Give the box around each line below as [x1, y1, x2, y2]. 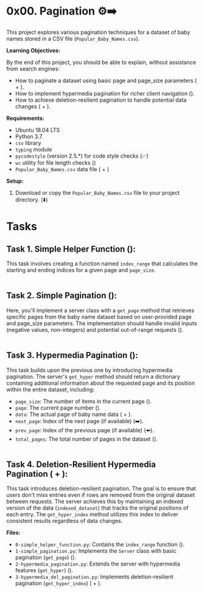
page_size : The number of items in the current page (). [15, 398, 152, 405]
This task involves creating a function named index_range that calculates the [6, 259, 198, 267]
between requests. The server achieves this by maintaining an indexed [6, 498, 184, 505]
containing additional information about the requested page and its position [6, 379, 195, 387]
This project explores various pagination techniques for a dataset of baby [6, 28, 191, 36]
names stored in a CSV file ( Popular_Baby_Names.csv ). [6, 35, 140, 42]
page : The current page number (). [15, 404, 101, 411]
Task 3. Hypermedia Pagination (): [6, 350, 138, 360]
